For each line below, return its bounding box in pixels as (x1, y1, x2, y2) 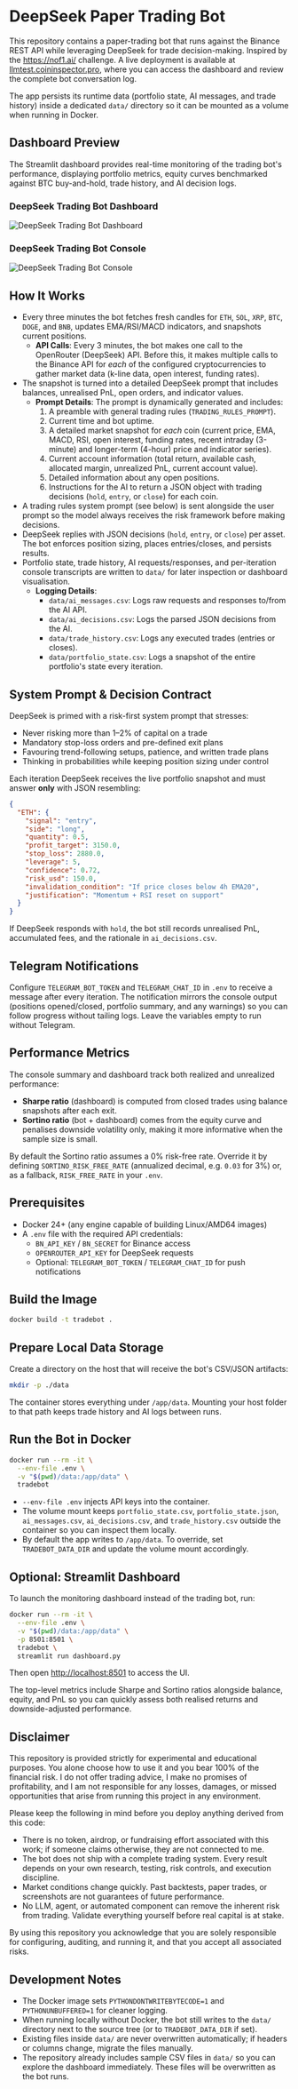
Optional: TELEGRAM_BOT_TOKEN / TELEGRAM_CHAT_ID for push (35, 1256, 246, 1267)
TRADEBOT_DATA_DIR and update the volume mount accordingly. (21, 1543, 249, 1554)
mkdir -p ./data (9, 1381, 69, 1390)
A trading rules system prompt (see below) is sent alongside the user (21, 500, 275, 512)
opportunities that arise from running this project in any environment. (9, 1790, 262, 1801)
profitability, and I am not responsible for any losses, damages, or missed (9, 1782, 277, 1792)
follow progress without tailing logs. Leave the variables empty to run (9, 1010, 262, 1021)
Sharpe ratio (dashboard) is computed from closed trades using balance (21, 1096, 288, 1106)
